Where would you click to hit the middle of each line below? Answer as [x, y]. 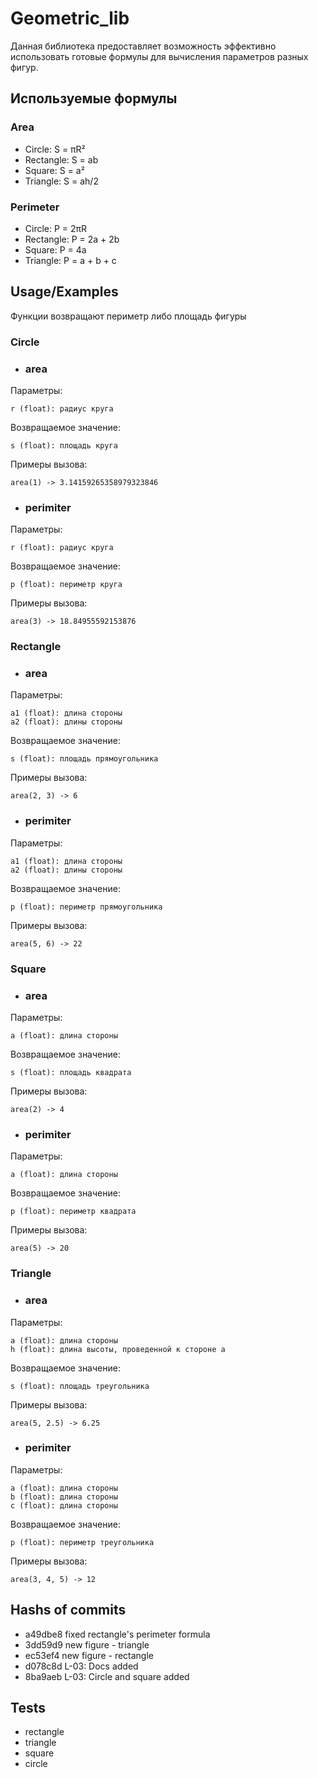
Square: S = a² [54, 170]
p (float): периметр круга [66, 585]
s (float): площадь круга [64, 445]
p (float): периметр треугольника [82, 1542]
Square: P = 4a [55, 249]
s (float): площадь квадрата [71, 1072]
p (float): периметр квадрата [73, 1212]
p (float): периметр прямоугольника [86, 907]
